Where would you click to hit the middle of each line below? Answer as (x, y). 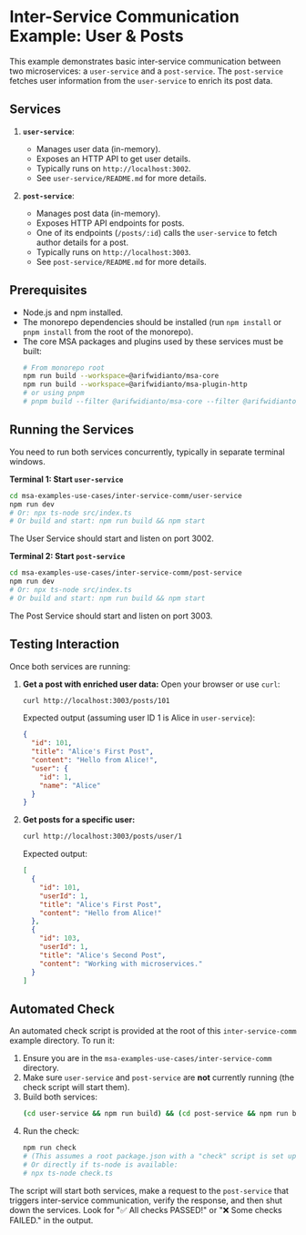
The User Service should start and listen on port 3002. (112, 538)
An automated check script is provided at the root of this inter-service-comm (153, 1031)
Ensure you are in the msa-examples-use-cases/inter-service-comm (147, 1058)
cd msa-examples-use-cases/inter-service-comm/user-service (126, 495)
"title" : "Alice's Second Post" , (103, 955)
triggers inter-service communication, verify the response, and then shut (146, 1200)
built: (32, 351)
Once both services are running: (70, 666)
